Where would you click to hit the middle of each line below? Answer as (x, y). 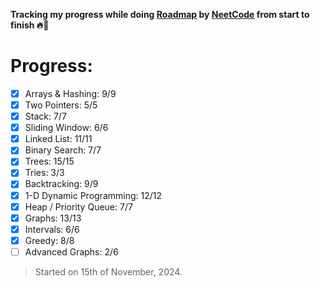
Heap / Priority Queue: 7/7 (78, 206)
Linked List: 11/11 (58, 139)
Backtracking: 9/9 (61, 184)
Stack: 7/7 (45, 116)
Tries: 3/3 (44, 173)
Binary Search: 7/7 (63, 150)
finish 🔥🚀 (30, 25)
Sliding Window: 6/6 (66, 128)
